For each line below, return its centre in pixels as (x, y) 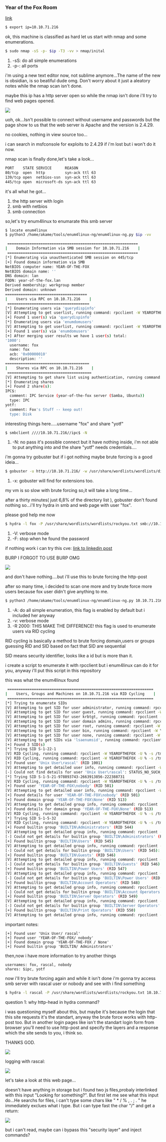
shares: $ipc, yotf (25, 969)
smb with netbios (30, 206)
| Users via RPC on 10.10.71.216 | (48, 299)
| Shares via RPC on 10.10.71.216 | (49, 368)
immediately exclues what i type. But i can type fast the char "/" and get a (80, 1105)
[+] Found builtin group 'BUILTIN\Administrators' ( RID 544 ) (69, 827)
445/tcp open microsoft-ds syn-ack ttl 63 (51, 182)
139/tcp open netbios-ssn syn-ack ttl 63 (51, 177)
